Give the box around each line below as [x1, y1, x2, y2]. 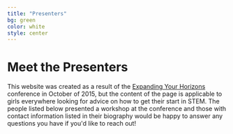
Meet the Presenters [7, 60, 128, 75]
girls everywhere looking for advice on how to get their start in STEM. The [7, 97, 220, 106]
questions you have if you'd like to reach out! [7, 119, 137, 128]
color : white [7, 23, 45, 30]
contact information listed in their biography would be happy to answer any [7, 112, 223, 120]
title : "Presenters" [7, 10, 68, 17]
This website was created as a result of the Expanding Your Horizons [7, 83, 206, 91]
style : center [7, 29, 49, 37]
